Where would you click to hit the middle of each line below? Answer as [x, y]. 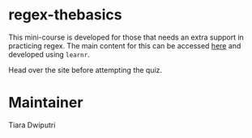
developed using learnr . [49, 54]
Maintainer [46, 103]
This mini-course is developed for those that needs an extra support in [126, 37]
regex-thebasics [65, 15]
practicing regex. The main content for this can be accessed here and [125, 45]
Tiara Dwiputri [32, 125]
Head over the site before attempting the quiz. [85, 69]
